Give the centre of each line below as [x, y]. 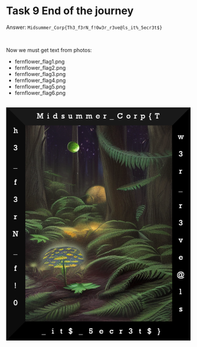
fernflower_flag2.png [40, 68]
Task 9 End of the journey [70, 11]
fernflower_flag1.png [40, 61]
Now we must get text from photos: [49, 50]
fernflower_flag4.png [40, 80]
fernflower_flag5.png [40, 86]
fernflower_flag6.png [40, 93]
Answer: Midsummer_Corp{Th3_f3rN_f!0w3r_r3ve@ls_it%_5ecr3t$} [84, 27]
